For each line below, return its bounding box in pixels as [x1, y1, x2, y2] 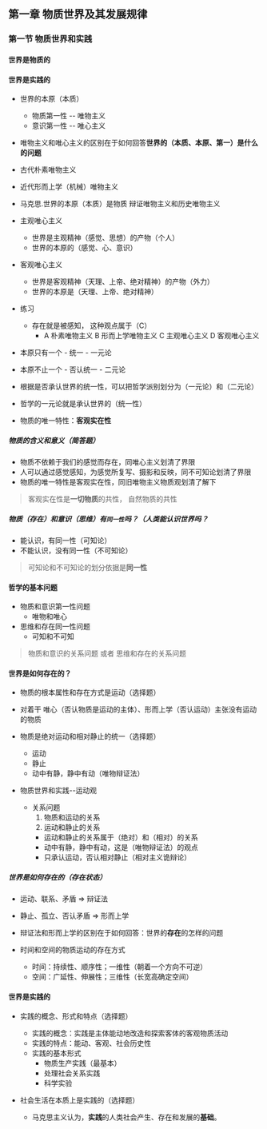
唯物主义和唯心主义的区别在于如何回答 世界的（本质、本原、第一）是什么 [19, 138, 258, 148]
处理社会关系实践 [43, 1068, 101, 1078]
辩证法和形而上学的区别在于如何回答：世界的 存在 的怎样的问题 [19, 928, 224, 938]
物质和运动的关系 [43, 812, 101, 822]
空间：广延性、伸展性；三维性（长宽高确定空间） [31, 972, 193, 982]
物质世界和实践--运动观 [19, 786, 98, 796]
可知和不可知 [31, 632, 74, 641]
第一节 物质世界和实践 [8, 34, 93, 45]
